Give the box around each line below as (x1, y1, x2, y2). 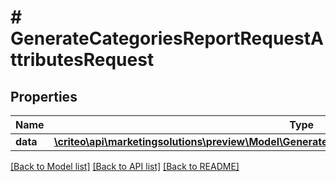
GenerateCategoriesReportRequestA (10, 27, 324, 50)
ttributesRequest (10, 49, 155, 71)
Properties (10, 88, 78, 105)
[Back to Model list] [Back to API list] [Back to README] (10, 161, 240, 172)
